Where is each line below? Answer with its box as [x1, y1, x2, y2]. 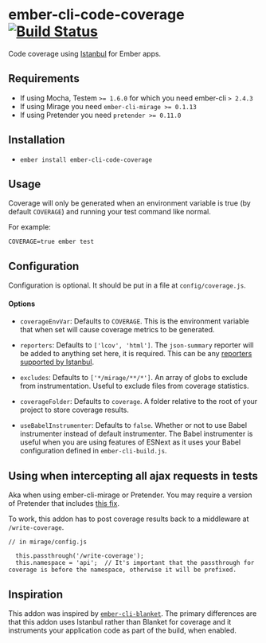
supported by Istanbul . [19, 357, 94, 367]
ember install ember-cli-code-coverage [19, 155, 153, 164]
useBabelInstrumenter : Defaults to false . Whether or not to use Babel [19, 421, 248, 430]
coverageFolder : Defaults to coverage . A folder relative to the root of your [19, 397, 258, 406]
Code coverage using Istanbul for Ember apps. [8, 49, 162, 58]
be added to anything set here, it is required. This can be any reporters [19, 349, 252, 359]
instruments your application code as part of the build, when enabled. [8, 625, 237, 635]
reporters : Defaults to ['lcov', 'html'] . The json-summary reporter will [19, 340, 254, 350]
